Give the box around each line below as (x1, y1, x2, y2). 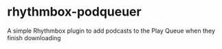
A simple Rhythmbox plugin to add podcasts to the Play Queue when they (7, 27, 215, 35)
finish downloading (7, 33, 61, 42)
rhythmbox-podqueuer (7, 4, 142, 20)
